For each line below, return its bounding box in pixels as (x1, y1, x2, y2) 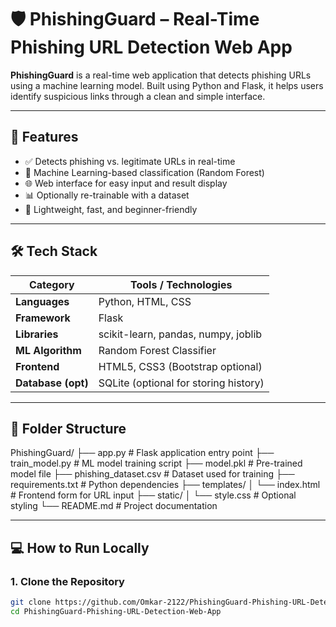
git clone (10, 597, 52, 608)
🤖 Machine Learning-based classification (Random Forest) (24, 166, 265, 178)
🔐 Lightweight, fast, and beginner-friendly (24, 203, 198, 215)
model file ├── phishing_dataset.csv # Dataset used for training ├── (10, 468, 295, 480)
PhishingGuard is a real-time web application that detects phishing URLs (10, 69, 312, 81)
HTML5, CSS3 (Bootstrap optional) (98, 359, 263, 373)
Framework (15, 311, 71, 325)
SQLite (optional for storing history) (98, 376, 265, 390)
